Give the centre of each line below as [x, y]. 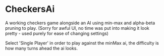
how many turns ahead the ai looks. [42, 48]
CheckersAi [30, 9]
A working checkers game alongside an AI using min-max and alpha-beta [80, 23]
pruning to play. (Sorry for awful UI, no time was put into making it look [77, 28]
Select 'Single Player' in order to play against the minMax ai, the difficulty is [82, 43]
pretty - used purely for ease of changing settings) [57, 33]
